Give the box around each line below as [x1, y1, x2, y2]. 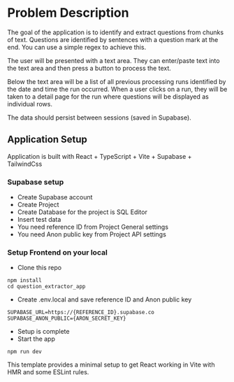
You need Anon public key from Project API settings [17, 230, 166, 239]
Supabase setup [7, 177, 64, 187]
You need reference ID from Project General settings [17, 222, 169, 232]
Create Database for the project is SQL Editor [17, 208, 148, 216]
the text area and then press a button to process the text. [7, 64, 171, 72]
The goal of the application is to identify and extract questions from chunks [7, 28, 224, 36]
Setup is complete [17, 327, 70, 336]
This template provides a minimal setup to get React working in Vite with [7, 360, 215, 369]
